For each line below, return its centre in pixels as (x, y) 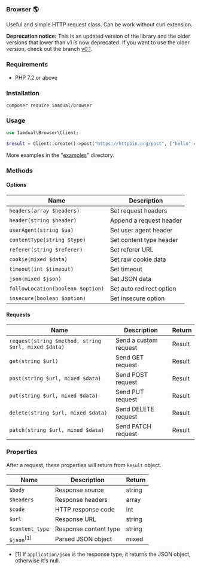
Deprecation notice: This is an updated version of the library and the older (98, 36)
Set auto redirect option (143, 289)
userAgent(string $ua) (41, 230)
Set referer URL (132, 250)
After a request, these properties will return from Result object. (84, 465)
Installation (23, 93)
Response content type (88, 529)
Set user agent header (141, 231)
